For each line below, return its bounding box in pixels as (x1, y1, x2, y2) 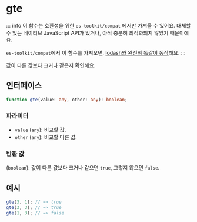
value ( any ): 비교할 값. (14, 126, 66, 133)
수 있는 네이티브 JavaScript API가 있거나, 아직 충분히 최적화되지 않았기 (6, 29, 169, 37)
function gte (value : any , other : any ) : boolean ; (6, 97, 128, 102)
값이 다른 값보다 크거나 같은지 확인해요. (6, 61, 96, 69)
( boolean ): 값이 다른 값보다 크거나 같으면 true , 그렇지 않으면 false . (6, 164, 160, 171)
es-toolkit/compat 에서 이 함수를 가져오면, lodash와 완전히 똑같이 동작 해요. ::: (6, 49, 186, 56)
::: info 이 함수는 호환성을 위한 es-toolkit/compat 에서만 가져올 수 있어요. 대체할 (6, 22, 191, 29)
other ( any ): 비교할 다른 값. (14, 133, 78, 140)
